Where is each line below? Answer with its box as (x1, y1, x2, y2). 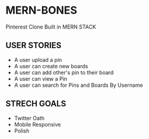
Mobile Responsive (14, 121, 61, 128)
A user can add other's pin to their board (14, 69, 114, 76)
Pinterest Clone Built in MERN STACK (5, 23, 96, 30)
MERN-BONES (5, 4, 78, 17)
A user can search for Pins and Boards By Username (14, 81, 143, 89)
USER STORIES (5, 40, 62, 50)
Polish (14, 127, 30, 134)
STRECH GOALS (5, 99, 66, 109)
